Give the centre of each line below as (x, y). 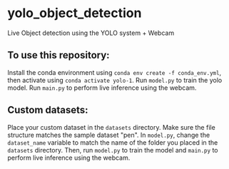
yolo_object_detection (75, 13)
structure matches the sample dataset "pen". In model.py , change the (109, 135)
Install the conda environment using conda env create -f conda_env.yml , (114, 72)
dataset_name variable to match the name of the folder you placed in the (113, 142)
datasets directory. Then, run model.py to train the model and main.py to (113, 150)
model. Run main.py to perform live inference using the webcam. (102, 88)
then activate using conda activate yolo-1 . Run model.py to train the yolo (115, 80)
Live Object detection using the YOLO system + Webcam (91, 33)
